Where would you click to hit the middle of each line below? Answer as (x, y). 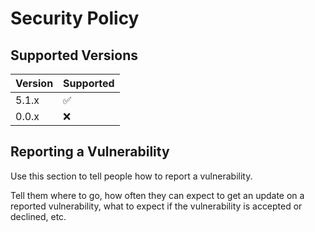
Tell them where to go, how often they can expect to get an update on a (157, 195)
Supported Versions (74, 55)
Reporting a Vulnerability (90, 152)
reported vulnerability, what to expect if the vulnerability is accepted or (156, 206)
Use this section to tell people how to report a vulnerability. (131, 176)
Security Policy (75, 18)
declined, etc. (38, 216)
